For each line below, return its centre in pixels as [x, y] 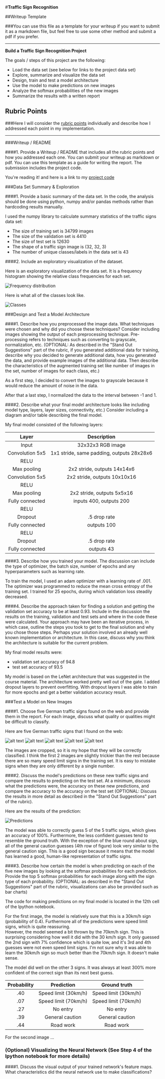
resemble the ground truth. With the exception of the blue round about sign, [82, 841]
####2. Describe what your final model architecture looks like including [77, 405]
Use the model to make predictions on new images [64, 85]
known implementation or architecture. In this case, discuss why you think [80, 637]
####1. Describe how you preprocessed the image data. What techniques [80, 323]
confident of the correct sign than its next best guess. [59, 972]
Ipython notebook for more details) [47, 1056]
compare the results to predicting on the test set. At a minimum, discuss [78, 781]
